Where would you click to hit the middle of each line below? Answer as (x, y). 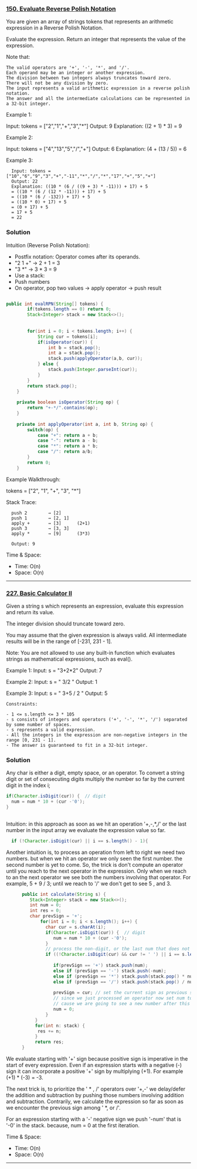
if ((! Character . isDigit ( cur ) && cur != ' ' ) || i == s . (116, 955)
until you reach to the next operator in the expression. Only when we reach (96, 871)
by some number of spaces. (39, 725)
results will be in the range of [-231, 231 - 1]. (59, 641)
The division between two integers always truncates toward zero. (89, 78)
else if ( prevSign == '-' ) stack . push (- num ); (110, 971)
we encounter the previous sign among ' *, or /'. (64, 1108)
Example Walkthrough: (33, 479)
